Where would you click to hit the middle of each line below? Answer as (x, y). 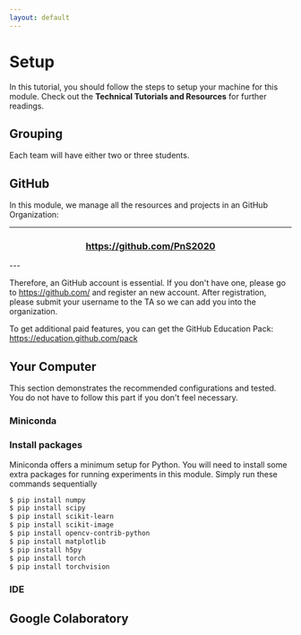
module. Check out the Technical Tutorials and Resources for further (138, 96)
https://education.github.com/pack (73, 339)
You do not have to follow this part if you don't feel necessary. (124, 398)
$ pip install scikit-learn (62, 517)
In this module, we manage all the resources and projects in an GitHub (139, 205)
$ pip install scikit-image (62, 525)
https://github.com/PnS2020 (150, 246)
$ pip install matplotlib (57, 541)
